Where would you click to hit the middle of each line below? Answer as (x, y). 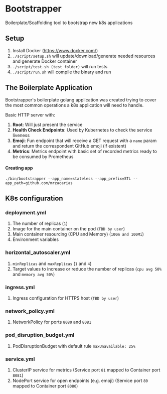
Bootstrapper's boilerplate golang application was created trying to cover (81, 100)
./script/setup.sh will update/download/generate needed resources (84, 56)
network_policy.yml (30, 311)
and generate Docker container (45, 61)
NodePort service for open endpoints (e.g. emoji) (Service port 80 (80, 380)
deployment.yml (26, 213)
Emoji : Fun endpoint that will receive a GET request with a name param (85, 141)
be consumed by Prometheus (43, 157)
